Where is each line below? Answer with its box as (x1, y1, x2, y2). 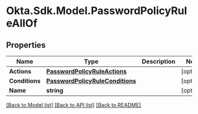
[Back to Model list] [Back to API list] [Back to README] (6, 102, 141, 108)
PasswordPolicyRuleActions (46, 68, 127, 75)
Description (141, 58, 176, 65)
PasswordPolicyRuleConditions (46, 77, 137, 85)
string (46, 86, 64, 95)
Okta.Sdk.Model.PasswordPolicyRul (6, 4, 187, 18)
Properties (6, 40, 46, 50)
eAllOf (6, 16, 38, 30)
